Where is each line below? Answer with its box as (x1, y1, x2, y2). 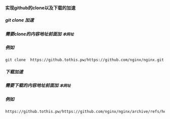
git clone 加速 (5, 17, 34, 23)
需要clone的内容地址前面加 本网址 (5, 31, 74, 37)
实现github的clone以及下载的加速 (5, 5, 76, 11)
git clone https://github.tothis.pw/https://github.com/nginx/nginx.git (5, 57, 164, 63)
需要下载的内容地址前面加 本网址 (5, 82, 71, 88)
